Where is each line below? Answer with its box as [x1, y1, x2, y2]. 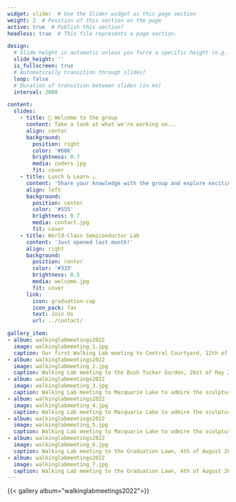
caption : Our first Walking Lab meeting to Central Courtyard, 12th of [13, 349, 228, 356]
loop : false [13, 75, 49, 82]
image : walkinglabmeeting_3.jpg [13, 382, 109, 389]
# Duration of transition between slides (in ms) [13, 82, 162, 89]
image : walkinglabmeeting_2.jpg [13, 363, 109, 370]
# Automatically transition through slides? [13, 68, 146, 76]
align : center [25, 127, 68, 134]
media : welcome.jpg [32, 278, 90, 285]
